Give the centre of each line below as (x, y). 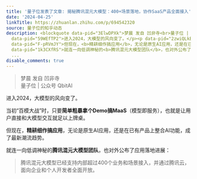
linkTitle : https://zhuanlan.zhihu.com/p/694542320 (70, 22)
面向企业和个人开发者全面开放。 (59, 170)
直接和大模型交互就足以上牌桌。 (50, 117)
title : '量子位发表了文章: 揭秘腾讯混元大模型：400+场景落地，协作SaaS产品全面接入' (99, 11)
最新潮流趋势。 (29, 137)
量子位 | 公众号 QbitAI (46, 85)
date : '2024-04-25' (30, 17)
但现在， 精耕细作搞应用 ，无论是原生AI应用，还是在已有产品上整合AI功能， (96, 130)
